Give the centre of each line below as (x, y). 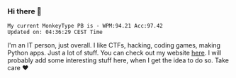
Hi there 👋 (25, 11)
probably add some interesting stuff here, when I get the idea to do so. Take (118, 60)
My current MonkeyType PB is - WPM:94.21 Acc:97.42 (85, 26)
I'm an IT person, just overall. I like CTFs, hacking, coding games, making (114, 45)
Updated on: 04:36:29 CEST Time (55, 32)
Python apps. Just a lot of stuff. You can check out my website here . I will (114, 53)
